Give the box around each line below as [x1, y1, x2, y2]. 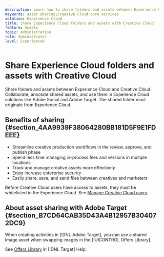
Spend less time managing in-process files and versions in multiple [12, 154, 147, 160]
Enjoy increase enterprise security [12, 170, 82, 176]
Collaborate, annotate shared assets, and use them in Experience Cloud [5, 91, 149, 97]
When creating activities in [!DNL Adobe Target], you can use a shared [5, 232, 147, 238]
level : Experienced [5, 39, 45, 44]
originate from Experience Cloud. [5, 102, 72, 108]
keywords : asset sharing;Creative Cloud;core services [5, 12, 119, 17]
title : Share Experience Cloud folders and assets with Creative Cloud [5, 20, 154, 26]
